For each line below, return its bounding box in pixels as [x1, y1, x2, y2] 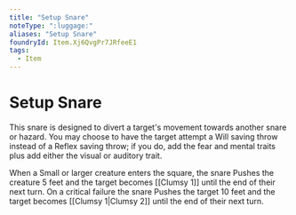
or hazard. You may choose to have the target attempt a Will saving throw [9, 131, 278, 142]
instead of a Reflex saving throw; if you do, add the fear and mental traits [9, 140, 276, 151]
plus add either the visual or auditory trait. [9, 150, 163, 161]
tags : [9, 46, 29, 55]
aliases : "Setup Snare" [9, 29, 98, 38]
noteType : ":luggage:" [9, 21, 93, 30]
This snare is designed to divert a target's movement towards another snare [9, 122, 287, 132]
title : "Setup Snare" [9, 12, 90, 22]
